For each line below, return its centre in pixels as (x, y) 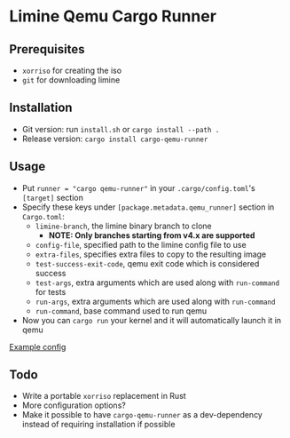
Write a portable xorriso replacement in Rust (104, 396)
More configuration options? (74, 405)
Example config (38, 346)
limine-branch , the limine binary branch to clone (123, 226)
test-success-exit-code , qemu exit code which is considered (147, 263)
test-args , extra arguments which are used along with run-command (157, 283)
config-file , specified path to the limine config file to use (141, 244)
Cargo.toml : (43, 216)
